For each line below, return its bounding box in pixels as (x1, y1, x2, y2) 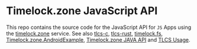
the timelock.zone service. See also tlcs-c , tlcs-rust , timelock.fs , (6, 30, 163, 37)
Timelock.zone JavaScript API (6, 4, 158, 18)
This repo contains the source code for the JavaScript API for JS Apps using (6, 24, 192, 31)
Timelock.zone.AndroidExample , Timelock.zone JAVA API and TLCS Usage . (6, 36, 190, 43)
